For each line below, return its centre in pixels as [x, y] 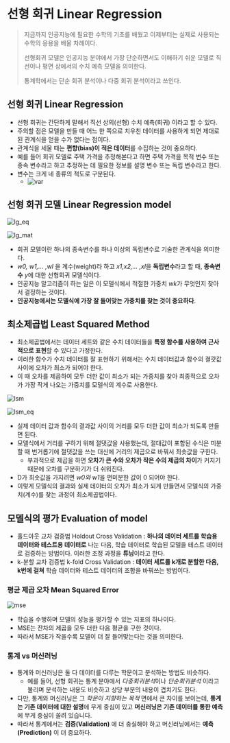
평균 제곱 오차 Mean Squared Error [63, 590]
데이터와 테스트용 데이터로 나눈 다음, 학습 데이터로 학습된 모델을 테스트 [111, 545]
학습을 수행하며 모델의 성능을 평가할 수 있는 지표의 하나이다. [97, 620]
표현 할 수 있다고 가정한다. [69, 351]
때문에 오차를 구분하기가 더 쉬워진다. [76, 469]
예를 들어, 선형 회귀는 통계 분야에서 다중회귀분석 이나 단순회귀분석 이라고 [123, 681]
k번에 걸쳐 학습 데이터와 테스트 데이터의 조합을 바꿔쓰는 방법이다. [103, 571]
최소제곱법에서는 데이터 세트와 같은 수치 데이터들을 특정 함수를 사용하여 [112, 342]
